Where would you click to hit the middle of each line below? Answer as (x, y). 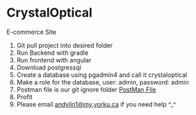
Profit (24, 97)
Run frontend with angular (54, 60)
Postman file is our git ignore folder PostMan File (86, 89)
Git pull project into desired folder (65, 45)
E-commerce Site (32, 32)
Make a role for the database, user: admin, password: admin (103, 82)
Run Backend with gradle (52, 53)
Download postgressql (49, 67)
